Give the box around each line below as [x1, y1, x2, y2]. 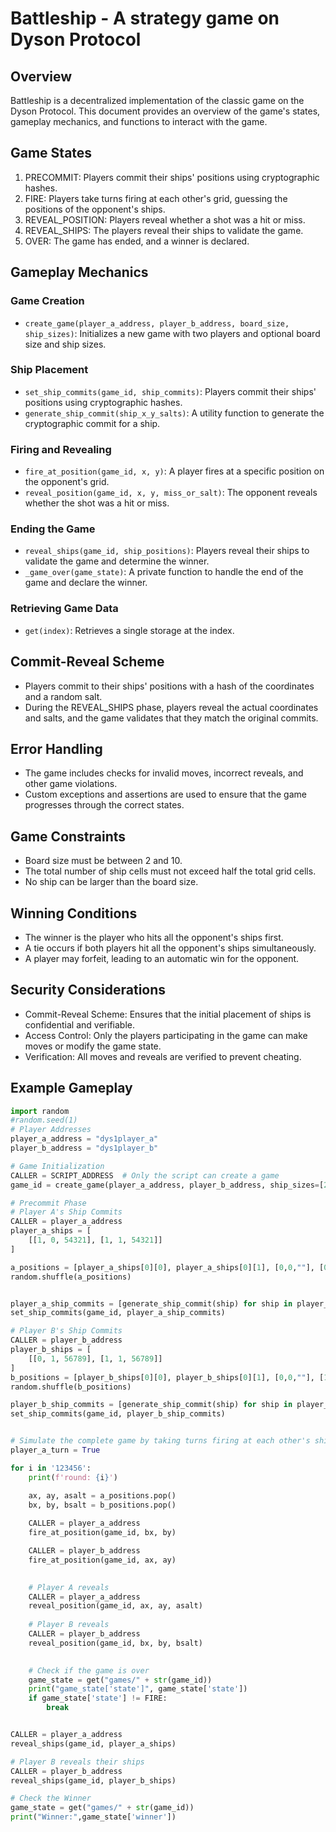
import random [10, 1106, 70, 1116]
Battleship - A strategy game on [10, 7, 280, 30]
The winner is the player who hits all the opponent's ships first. [24, 931, 284, 943]
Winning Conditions [10, 905, 138, 922]
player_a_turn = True [10, 1445, 101, 1456]
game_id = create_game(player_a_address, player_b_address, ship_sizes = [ [10, 1180, 325, 1190]
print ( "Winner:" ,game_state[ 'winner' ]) [10, 1812, 177, 1822]
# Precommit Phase [10, 1198, 87, 1208]
